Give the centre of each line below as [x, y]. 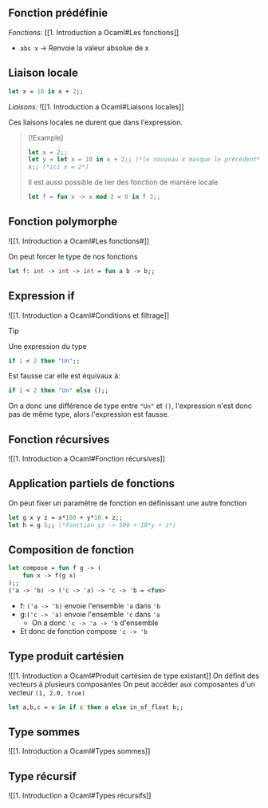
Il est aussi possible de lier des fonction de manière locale [123, 182]
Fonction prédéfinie [58, 13]
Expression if [41, 296]
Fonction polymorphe [63, 222]
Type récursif [43, 776]
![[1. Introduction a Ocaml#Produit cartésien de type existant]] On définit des [134, 675]
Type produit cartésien [66, 657]
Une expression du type [48, 346]
